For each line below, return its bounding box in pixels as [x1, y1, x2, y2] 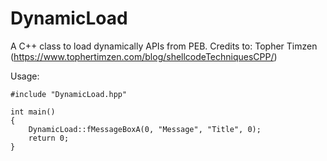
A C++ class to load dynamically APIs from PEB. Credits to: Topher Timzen [10, 40, 318, 52]
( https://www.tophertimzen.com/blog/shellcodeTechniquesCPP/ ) [10, 50, 278, 62]
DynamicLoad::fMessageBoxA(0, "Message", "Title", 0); [28, 124, 262, 134]
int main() [10, 107, 56, 117]
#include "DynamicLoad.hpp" [10, 89, 128, 99]
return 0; [28, 133, 70, 143]
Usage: [10, 70, 40, 82]
